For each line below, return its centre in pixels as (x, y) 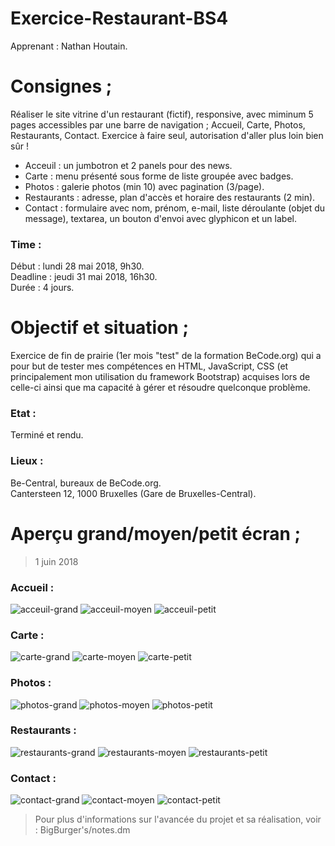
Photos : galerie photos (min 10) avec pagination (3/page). (144, 186)
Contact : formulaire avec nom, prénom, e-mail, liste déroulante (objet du (175, 208)
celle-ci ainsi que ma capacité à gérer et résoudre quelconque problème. (160, 388)
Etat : (23, 414)
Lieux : (27, 461)
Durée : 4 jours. (42, 288)
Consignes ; (61, 86)
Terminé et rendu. (47, 435)
